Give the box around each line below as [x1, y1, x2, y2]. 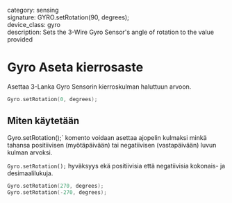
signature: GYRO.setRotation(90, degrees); [7, 13, 130, 21]
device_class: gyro [7, 21, 61, 28]
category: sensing [7, 6, 59, 14]
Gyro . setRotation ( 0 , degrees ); [7, 96, 98, 103]
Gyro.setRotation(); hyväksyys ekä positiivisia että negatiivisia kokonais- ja [7, 161, 226, 170]
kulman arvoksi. [7, 148, 53, 157]
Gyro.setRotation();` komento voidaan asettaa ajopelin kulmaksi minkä [7, 133, 207, 141]
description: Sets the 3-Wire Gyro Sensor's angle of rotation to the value [7, 28, 214, 36]
